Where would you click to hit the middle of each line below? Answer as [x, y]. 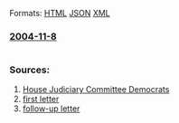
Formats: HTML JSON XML [60, 13]
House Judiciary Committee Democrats [96, 90]
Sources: [30, 70]
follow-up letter [51, 109]
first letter [41, 99]
